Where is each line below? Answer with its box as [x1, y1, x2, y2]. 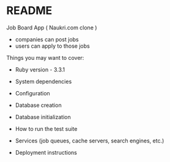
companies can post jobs [15, 35, 79, 43]
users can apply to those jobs [15, 42, 90, 50]
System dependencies [15, 78, 72, 85]
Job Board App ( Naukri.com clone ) [6, 24, 97, 31]
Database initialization [15, 113, 72, 120]
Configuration [15, 89, 50, 97]
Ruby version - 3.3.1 [15, 65, 65, 73]
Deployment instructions [15, 149, 78, 156]
